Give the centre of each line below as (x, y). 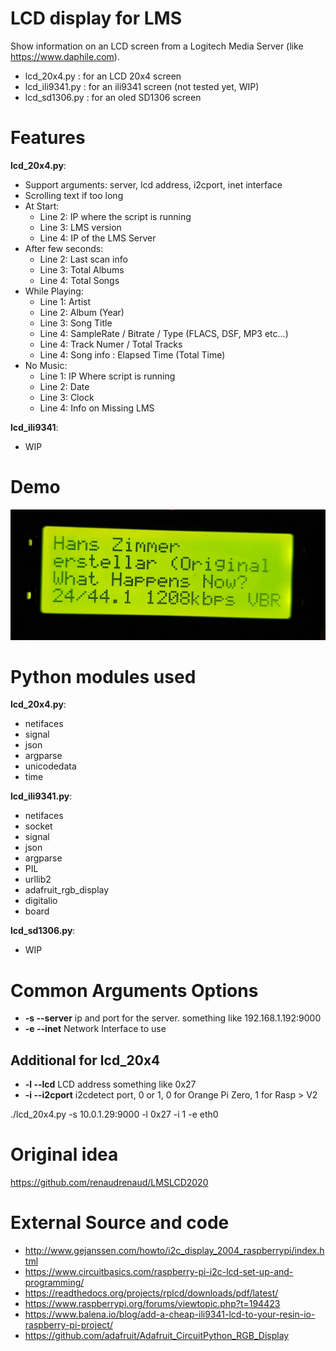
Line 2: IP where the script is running (115, 216)
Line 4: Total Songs (79, 280)
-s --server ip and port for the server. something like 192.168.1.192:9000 (173, 1018)
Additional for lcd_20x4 (85, 1060)
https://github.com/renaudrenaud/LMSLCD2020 (109, 1183)
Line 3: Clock (67, 397)
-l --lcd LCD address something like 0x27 (110, 1084)
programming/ (54, 1283)
